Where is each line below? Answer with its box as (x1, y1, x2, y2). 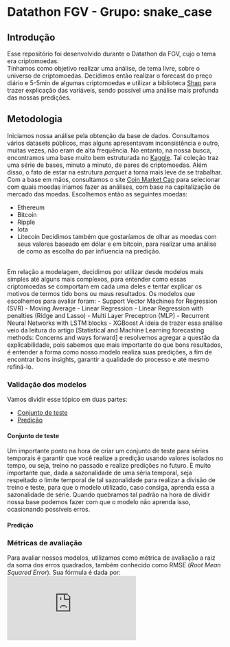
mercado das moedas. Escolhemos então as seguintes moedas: (7, 190, 187, 198)
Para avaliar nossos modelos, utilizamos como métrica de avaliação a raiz (7, 554, 216, 562)
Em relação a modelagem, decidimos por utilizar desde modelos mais (7, 267, 204, 275)
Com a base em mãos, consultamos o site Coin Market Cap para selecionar (7, 175, 220, 183)
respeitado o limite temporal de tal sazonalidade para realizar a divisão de (7, 476, 216, 484)
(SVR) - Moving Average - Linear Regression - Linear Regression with (7, 304, 204, 313)
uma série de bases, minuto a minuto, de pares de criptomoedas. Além (7, 161, 207, 169)
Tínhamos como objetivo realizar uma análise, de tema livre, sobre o (7, 65, 200, 72)
